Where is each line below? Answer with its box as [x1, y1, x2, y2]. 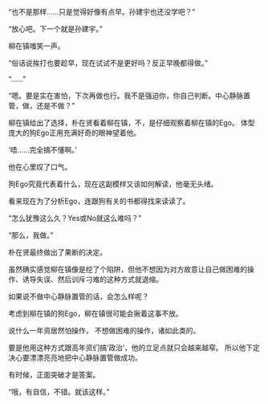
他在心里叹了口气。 [8, 162, 72, 171]
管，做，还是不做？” [8, 101, 75, 110]
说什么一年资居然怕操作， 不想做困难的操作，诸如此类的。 [8, 326, 201, 335]
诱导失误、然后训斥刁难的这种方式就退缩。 [22, 275, 163, 284]
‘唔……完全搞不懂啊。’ [8, 145, 78, 154]
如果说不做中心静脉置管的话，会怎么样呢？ [8, 292, 149, 301]
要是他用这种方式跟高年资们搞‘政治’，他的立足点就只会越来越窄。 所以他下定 [8, 343, 261, 352]
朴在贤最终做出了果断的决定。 [8, 247, 107, 257]
